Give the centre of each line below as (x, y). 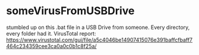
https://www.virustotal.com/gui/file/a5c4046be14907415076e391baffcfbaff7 (99, 40)
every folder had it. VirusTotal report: (51, 33)
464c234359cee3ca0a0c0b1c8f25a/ (51, 46)
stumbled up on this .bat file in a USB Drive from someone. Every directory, (98, 27)
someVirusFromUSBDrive (70, 11)
